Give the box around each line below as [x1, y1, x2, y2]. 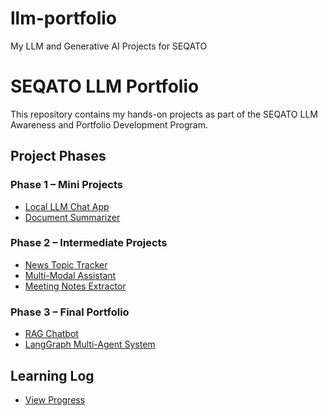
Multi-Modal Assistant [24, 269, 117, 281]
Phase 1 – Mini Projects [10, 178, 123, 192]
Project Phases [10, 148, 107, 165]
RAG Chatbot [24, 328, 79, 340]
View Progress [24, 393, 86, 406]
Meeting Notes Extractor [24, 280, 127, 292]
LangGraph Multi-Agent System [24, 338, 156, 351]
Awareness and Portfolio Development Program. [10, 118, 208, 131]
